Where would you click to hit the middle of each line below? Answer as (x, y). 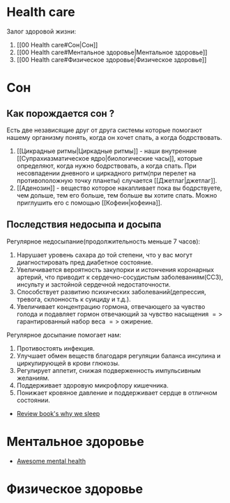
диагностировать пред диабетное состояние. (85, 262)
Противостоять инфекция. (55, 348)
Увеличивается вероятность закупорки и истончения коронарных (115, 269)
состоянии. (33, 400)
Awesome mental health (51, 461)
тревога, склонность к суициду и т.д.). (74, 299)
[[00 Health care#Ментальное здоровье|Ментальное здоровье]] (112, 52)
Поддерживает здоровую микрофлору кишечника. (92, 385)
